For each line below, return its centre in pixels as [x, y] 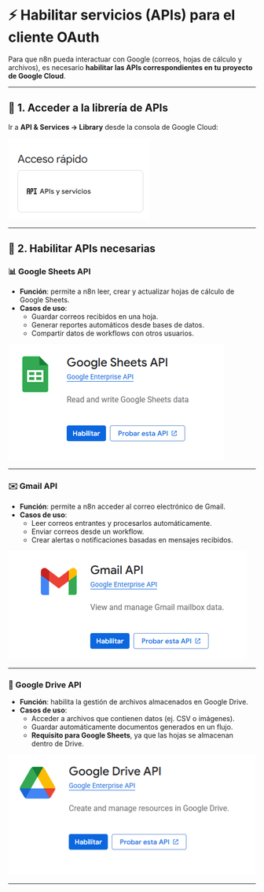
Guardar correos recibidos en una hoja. [95, 316]
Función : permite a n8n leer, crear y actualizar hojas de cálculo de [127, 291]
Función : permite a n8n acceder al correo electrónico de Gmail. [122, 506]
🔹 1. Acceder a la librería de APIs [88, 108]
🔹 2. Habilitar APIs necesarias [82, 249]
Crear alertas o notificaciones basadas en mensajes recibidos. [132, 539]
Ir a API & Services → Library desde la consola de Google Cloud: [113, 127]
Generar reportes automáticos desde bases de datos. [117, 325]
